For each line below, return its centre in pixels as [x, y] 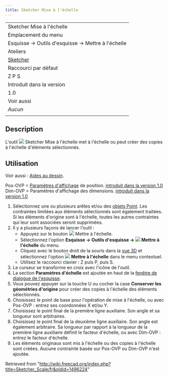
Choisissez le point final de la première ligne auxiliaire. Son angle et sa [86, 311]
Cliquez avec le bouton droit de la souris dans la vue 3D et [81, 251]
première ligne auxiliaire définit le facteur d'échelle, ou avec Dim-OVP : [87, 332]
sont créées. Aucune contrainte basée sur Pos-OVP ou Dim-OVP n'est [86, 349]
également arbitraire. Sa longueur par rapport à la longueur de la [80, 327]
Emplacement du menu [35, 35]
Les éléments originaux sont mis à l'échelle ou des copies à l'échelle [84, 343]
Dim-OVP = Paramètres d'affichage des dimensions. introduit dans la [77, 191]
